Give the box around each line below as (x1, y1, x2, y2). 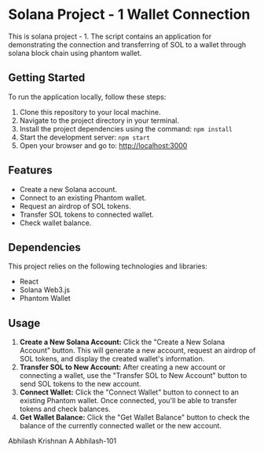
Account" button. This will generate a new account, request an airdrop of (19, 346, 256, 355)
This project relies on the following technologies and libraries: (8, 261, 208, 271)
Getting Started (8, 71, 86, 84)
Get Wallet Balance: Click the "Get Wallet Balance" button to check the (19, 413, 250, 422)
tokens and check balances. (19, 404, 112, 414)
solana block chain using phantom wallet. (8, 48, 142, 57)
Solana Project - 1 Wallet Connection (8, 6, 251, 24)
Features (8, 164, 53, 177)
